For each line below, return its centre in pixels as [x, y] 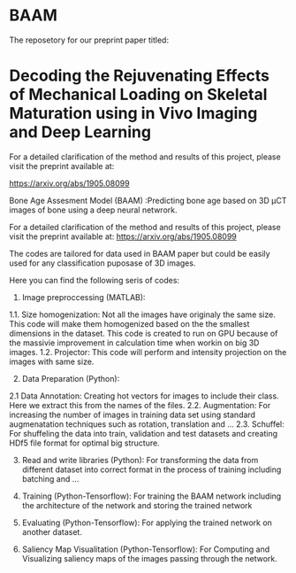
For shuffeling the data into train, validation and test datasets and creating [144, 433]
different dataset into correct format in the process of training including [152, 469]
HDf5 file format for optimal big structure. [85, 443]
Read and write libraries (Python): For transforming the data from [140, 460]
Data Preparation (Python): [71, 378]
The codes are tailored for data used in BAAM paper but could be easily [140, 253]
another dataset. [52, 531]
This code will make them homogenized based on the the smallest [129, 323]
